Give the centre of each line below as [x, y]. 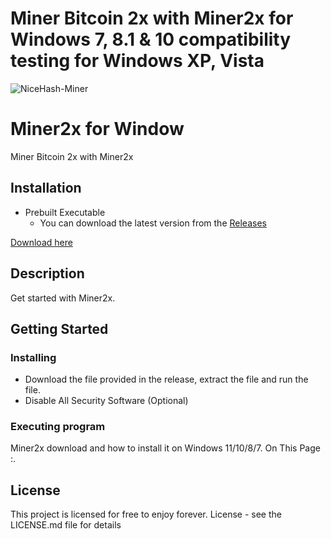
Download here [41, 242]
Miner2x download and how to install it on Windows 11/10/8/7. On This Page [165, 448]
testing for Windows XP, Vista [137, 61]
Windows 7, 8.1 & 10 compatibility [151, 39]
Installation [46, 188]
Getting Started [59, 328]
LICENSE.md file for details [66, 525]
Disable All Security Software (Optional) [106, 401]
